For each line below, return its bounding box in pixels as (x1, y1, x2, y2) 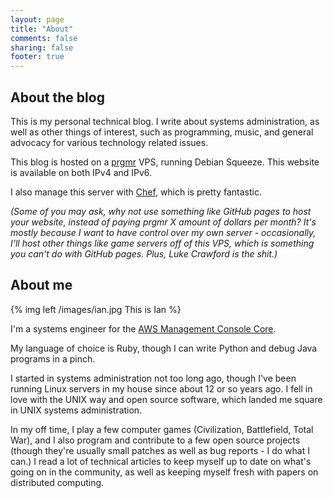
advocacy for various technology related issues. (10, 136, 209, 148)
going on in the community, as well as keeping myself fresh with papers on (10, 466, 319, 478)
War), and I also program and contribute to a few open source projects (10, 434, 301, 446)
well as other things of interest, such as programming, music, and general (10, 126, 314, 138)
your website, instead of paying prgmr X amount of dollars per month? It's (10, 216, 317, 228)
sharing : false (10, 42, 74, 53)
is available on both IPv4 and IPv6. (10, 166, 153, 178)
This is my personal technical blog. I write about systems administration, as (10, 115, 320, 127)
